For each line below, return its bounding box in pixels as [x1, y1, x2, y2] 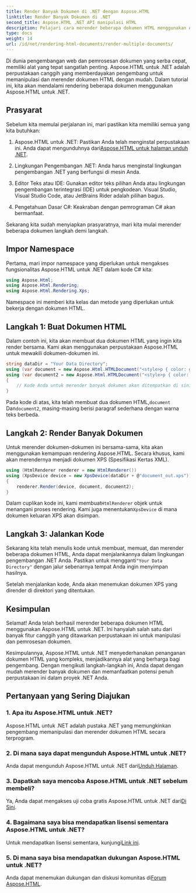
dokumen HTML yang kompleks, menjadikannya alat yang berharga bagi [6, 656, 180, 663]
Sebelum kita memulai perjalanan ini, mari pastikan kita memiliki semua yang [6, 120, 190, 127]
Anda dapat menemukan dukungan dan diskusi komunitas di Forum [6, 874, 167, 881]
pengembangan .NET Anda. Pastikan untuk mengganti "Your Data [6, 557, 163, 564]
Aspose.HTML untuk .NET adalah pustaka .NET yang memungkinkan [6, 722, 171, 729]
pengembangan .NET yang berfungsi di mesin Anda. [14, 168, 141, 175]
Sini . [6, 804, 17, 811]
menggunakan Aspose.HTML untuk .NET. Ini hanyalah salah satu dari [6, 626, 172, 632]
